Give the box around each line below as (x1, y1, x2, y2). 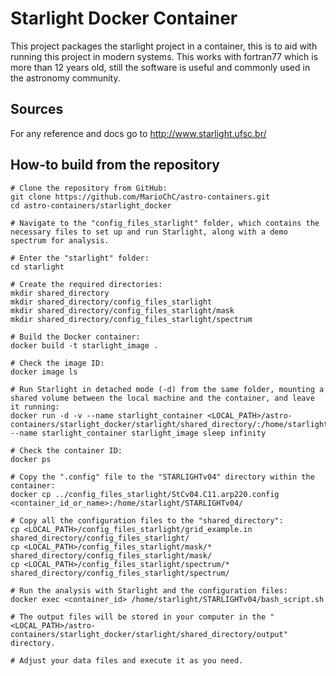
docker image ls (10, 367, 78, 377)
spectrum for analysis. (10, 235, 110, 246)
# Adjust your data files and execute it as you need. (10, 655, 244, 666)
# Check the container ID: (10, 445, 123, 456)
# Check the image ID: (10, 358, 105, 368)
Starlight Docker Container (10, 7, 238, 30)
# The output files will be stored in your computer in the (10, 612, 267, 622)
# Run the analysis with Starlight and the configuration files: (10, 585, 288, 596)
